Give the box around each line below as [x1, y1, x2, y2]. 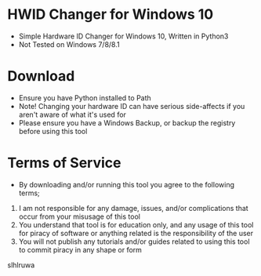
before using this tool [18, 126, 88, 136]
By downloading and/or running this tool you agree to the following [18, 180, 234, 189]
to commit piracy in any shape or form [18, 245, 143, 254]
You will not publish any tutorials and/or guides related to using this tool [18, 237, 250, 246]
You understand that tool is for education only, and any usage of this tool [18, 220, 254, 229]
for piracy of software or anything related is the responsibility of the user [18, 228, 254, 238]
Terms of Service [7, 154, 121, 172]
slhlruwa [7, 260, 35, 270]
